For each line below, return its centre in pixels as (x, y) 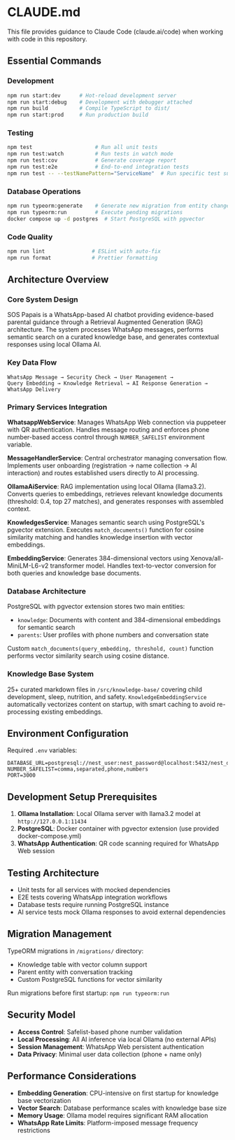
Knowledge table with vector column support (82, 964)
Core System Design (43, 300)
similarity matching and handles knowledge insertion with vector (100, 537)
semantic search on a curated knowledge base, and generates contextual (113, 337)
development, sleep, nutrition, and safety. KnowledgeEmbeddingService (107, 696)
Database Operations (44, 191)
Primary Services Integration (57, 407)
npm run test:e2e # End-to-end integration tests (98, 167)
